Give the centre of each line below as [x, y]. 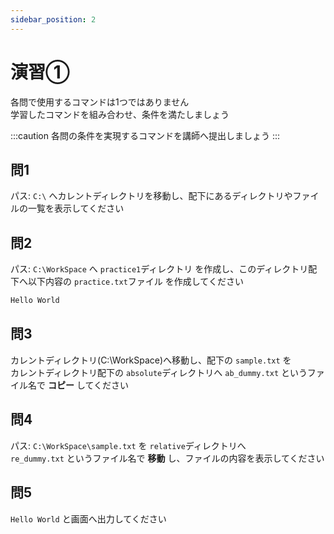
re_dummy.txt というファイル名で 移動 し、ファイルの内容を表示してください [167, 458]
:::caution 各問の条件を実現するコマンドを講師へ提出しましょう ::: [145, 135]
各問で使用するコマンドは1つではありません [100, 102]
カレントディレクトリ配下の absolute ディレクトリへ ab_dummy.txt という [159, 372]
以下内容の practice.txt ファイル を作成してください [135, 282]
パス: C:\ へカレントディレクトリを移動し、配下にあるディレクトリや [151, 196]
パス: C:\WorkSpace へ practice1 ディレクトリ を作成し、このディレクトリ [159, 269]
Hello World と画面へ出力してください [88, 518]
